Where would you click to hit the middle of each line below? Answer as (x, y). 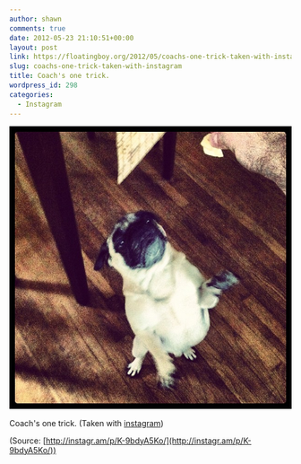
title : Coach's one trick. (60, 76)
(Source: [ (28, 441)
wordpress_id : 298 (43, 85)
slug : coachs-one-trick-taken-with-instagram (95, 66)
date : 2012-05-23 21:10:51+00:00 (72, 38)
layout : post (34, 48)
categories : (31, 94)
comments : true (38, 28)
